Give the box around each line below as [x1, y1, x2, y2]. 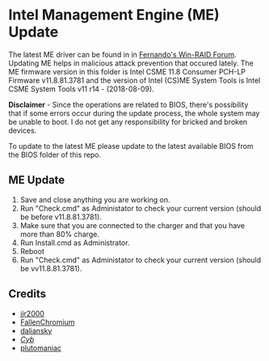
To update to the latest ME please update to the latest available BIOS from [8, 141, 254, 151]
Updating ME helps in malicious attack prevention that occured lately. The [8, 58, 254, 68]
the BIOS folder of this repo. [8, 150, 102, 159]
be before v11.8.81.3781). [19, 212, 103, 222]
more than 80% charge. [19, 229, 99, 239]
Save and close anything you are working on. [19, 194, 170, 204]
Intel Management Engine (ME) [8, 6, 220, 24]
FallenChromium [19, 317, 75, 327]
